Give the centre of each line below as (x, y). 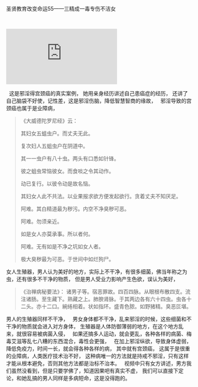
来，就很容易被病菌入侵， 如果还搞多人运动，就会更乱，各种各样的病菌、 (96, 334)
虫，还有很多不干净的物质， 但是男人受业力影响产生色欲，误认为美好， (92, 279)
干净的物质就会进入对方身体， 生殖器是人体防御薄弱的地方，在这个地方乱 (95, 326)
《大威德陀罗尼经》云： (49, 121)
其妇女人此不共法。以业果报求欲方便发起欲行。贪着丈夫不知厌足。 (101, 196)
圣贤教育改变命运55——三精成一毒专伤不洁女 (61, 9)
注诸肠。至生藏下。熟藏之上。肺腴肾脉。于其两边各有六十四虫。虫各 (103, 299)
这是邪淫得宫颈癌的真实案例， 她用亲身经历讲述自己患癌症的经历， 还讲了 (98, 93)
